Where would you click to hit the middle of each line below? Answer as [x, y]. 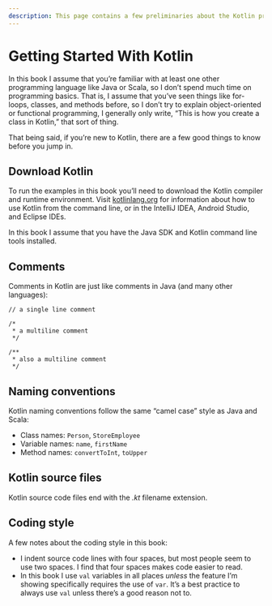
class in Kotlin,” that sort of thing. [64, 122]
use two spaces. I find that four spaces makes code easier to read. [131, 567]
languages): [28, 295]
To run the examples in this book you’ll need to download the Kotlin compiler [136, 191]
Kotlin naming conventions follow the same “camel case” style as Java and [133, 411]
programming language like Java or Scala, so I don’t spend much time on [130, 87]
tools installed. [33, 241]
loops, [19, 104]
